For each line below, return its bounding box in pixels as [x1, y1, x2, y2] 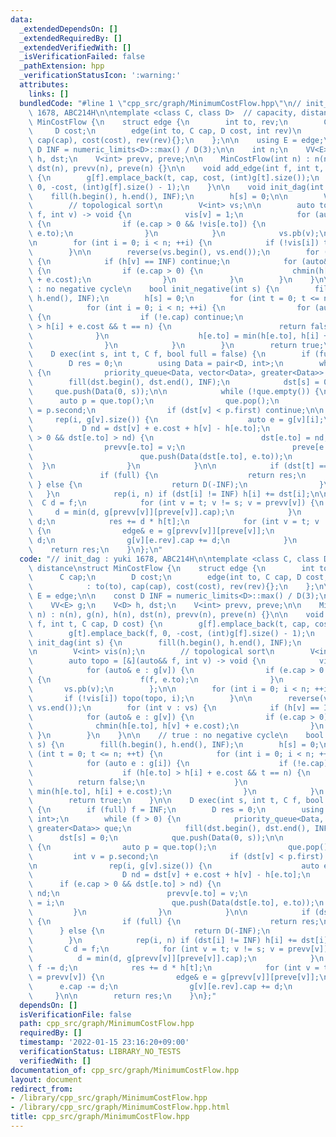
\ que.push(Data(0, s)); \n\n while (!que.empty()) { [28, 386, 320, 396]
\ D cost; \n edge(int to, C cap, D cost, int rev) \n [28, 126, 302, 136]
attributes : [19, 80, 70, 90]
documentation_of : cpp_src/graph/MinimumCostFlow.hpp [10, 1065, 240, 1075]
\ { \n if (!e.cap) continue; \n [28, 312, 244, 322]
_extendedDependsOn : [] [19, 24, 118, 34]
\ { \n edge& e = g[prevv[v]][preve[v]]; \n [28, 526, 275, 536]
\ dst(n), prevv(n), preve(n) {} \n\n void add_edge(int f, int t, [28, 163, 325, 173]
